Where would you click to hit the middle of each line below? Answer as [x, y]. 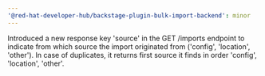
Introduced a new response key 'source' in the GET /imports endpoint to [126, 38]
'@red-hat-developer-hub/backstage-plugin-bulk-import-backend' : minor [129, 15]
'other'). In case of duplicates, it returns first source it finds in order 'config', [132, 55]
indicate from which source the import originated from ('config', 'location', [129, 46]
